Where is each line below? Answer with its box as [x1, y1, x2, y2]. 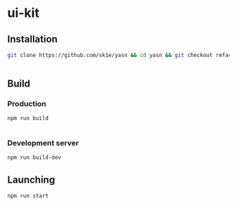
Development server [7, 138, 79, 148]
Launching [7, 174, 55, 186]
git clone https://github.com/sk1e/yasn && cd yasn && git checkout [7, 51, 213, 59]
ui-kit [7, 5, 40, 21]
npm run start [7, 193, 49, 200]
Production [7, 99, 47, 109]
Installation [7, 33, 58, 45]
